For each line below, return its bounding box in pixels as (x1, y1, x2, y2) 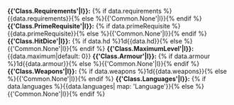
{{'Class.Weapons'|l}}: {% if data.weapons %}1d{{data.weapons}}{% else (7, 67, 228, 75)
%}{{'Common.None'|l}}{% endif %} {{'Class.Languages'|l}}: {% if (7, 74, 206, 83)
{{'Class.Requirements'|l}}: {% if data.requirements (7, 7, 162, 15)
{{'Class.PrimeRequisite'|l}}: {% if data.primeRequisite (7, 22, 170, 30)
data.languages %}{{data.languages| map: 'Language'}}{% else (7, 82, 194, 90)
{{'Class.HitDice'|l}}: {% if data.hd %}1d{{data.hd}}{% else (7, 37, 183, 45)
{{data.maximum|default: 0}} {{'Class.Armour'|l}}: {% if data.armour (7, 52, 211, 60)
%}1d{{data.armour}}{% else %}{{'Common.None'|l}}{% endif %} (7, 60, 200, 67)
